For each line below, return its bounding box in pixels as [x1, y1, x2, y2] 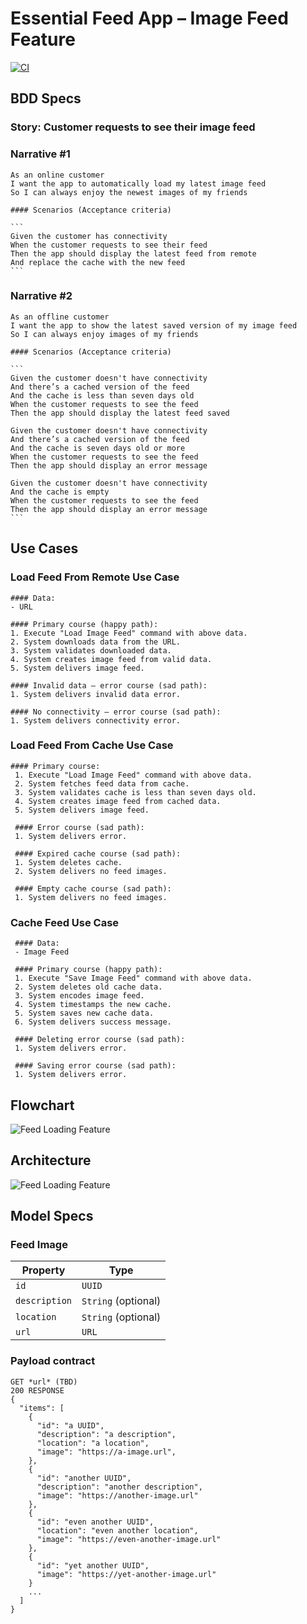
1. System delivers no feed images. [14, 892, 168, 902]
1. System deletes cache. [14, 857, 123, 867]
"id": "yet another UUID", [36, 1560, 150, 1571]
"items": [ [19, 1403, 65, 1413]
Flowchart [10, 1097, 75, 1114]
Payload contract [10, 1354, 96, 1368]
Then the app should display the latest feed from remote [10, 248, 257, 259]
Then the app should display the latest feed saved [10, 408, 230, 418]
